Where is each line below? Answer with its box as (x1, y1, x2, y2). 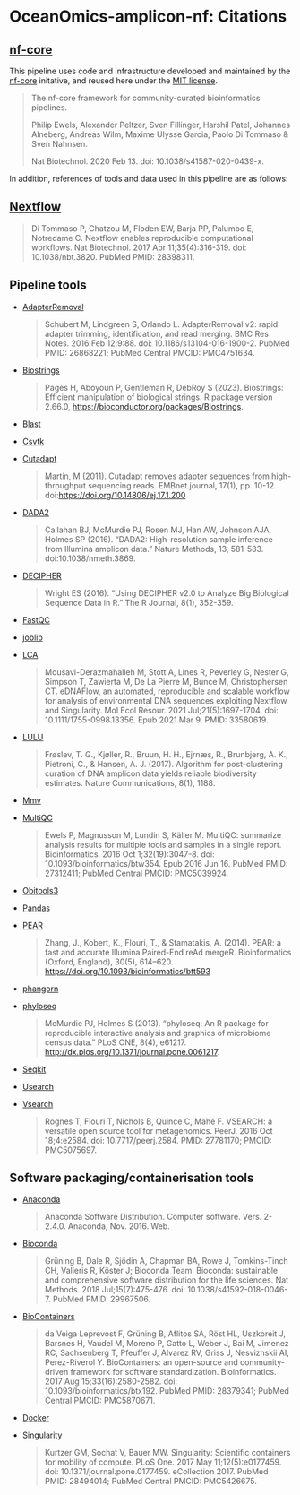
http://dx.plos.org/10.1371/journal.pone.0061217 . (44, 1046, 220, 1057)
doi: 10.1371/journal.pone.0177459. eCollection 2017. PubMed (44, 1466, 269, 1477)
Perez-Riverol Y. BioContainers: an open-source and (44, 1357, 239, 1368)
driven (44, 1367, 69, 1378)
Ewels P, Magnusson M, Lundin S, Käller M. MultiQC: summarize (44, 829, 282, 840)
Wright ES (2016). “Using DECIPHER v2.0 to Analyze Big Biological (44, 587, 289, 598)
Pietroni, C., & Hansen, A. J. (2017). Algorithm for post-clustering (44, 758, 284, 769)
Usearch (21, 1081, 55, 1092)
